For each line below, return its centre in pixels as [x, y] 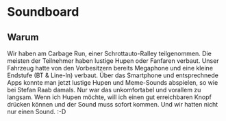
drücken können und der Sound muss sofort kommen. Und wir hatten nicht [113, 104]
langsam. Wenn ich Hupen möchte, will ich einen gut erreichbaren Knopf [110, 97]
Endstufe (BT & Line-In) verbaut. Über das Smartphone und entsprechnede [113, 75]
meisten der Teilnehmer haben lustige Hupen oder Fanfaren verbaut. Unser [113, 61]
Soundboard [43, 12]
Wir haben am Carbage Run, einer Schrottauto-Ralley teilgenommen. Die [110, 53]
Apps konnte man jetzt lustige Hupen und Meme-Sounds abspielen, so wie [113, 82]
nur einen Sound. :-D [37, 111]
